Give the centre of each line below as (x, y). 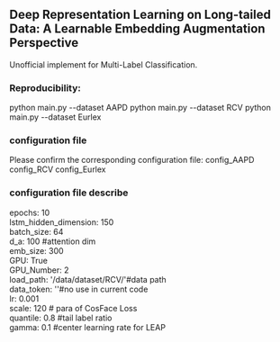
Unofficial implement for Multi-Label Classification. (104, 64)
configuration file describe (69, 193)
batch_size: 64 (36, 231)
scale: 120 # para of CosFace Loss (73, 308)
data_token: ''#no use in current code (79, 289)
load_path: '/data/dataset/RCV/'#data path (88, 279)
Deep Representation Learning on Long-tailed (140, 15)
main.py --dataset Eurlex (55, 117)
